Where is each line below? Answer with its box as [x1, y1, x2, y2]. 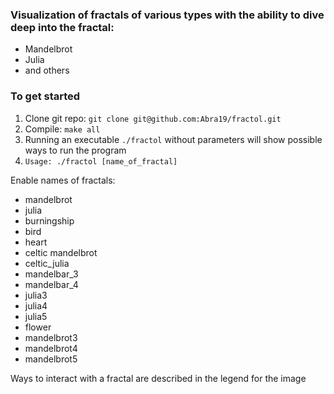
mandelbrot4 [24, 342, 78, 354]
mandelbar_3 [24, 268, 79, 280]
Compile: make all [24, 123, 101, 135]
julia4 [24, 299, 48, 312]
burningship [24, 214, 75, 227]
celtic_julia [24, 257, 70, 269]
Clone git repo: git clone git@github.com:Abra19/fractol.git [24, 112, 282, 124]
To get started [10, 89, 81, 103]
